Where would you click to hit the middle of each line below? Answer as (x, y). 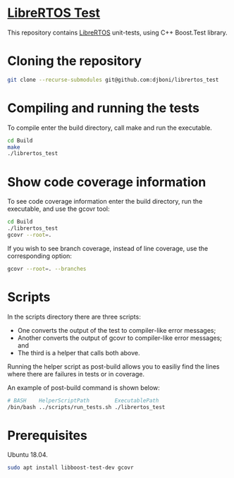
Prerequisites (48, 435)
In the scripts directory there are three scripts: (74, 317)
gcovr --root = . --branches (47, 269)
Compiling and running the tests (103, 108)
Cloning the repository (75, 61)
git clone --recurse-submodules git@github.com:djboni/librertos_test (113, 80)
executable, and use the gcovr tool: (59, 209)
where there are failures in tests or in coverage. (76, 374)
